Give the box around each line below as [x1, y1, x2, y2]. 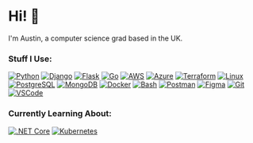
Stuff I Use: [8, 53, 52, 64]
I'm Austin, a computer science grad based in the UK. [8, 33, 183, 43]
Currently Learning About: [8, 108, 113, 119]
